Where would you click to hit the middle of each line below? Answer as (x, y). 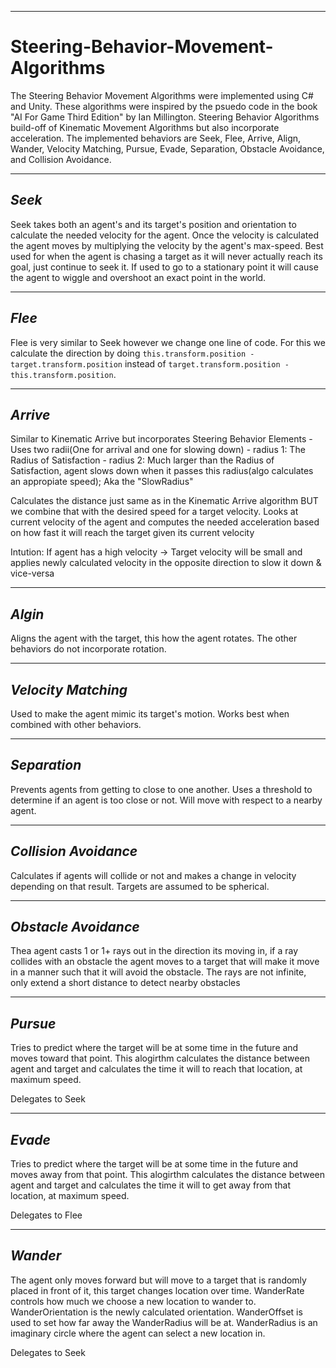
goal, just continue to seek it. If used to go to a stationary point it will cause (164, 267)
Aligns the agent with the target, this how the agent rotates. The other (154, 638)
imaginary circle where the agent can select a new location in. (138, 1333)
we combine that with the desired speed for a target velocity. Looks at (154, 512)
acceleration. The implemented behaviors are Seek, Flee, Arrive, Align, (156, 138)
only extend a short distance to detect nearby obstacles (125, 983)
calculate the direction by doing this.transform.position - (132, 353)
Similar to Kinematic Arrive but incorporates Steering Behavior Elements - (161, 439)
